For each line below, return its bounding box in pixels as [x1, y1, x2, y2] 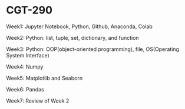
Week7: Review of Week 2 [6, 97, 70, 104]
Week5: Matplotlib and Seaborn [6, 74, 83, 81]
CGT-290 [6, 4, 53, 17]
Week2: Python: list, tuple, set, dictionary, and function [6, 34, 140, 41]
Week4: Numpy [6, 63, 44, 70]
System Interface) [6, 52, 50, 59]
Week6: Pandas [6, 86, 44, 93]
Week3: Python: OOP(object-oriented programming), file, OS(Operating [6, 45, 180, 53]
